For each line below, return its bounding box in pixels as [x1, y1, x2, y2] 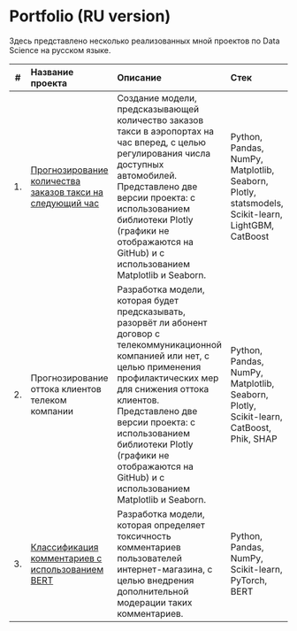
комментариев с [30, 551, 103, 564]
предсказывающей [117, 103, 200, 115]
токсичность [117, 529, 171, 542]
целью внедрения [117, 573, 194, 586]
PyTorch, [230, 573, 268, 586]
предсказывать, [117, 305, 186, 318]
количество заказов [117, 113, 204, 126]
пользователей [117, 551, 183, 564]
